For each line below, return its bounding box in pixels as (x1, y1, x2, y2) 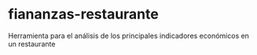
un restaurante (8, 39, 56, 48)
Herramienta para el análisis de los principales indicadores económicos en (8, 31, 250, 40)
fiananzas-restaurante (8, 5, 159, 23)
